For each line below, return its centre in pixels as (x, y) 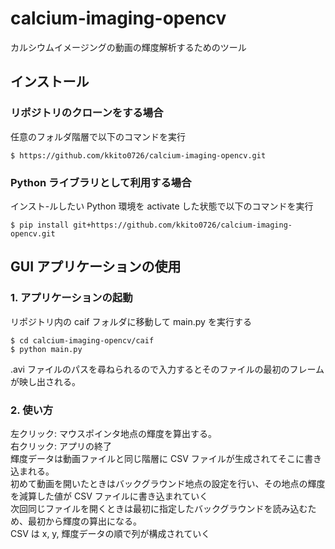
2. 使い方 (32, 410)
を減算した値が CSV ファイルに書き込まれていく (109, 496)
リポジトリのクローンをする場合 (87, 113)
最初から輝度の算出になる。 (84, 521)
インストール (50, 82)
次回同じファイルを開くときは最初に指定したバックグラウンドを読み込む (159, 508)
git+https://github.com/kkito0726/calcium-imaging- (183, 225)
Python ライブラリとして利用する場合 (101, 182)
